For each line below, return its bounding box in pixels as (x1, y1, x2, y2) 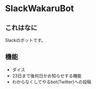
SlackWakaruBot (5, 3, 74, 14)
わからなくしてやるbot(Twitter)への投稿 (12, 79, 92, 85)
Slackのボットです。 (5, 37, 46, 43)
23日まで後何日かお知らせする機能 (12, 72, 82, 78)
